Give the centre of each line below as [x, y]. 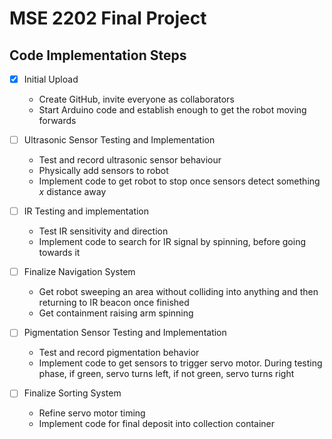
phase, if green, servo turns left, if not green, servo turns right [166, 374]
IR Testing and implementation [86, 211]
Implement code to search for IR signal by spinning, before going [172, 242]
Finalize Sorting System [72, 393]
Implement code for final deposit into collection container [157, 424]
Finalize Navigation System [79, 272]
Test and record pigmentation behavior [119, 353]
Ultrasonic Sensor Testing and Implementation [119, 140]
